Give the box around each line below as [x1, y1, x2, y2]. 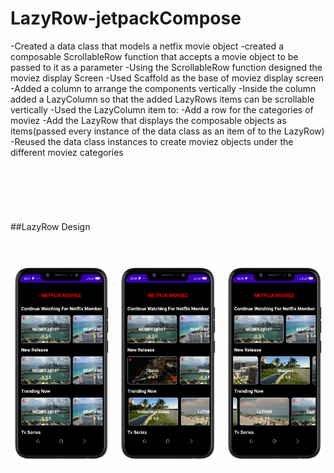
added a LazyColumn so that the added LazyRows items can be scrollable [10, 93, 315, 105]
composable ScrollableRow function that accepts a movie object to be [10, 50, 299, 62]
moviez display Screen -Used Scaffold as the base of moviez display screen [10, 72, 324, 84]
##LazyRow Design [10, 220, 91, 232]
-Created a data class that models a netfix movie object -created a [10, 40, 284, 52]
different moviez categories [10, 146, 124, 158]
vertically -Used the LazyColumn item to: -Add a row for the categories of [10, 103, 314, 116]
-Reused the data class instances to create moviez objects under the [10, 135, 294, 147]
